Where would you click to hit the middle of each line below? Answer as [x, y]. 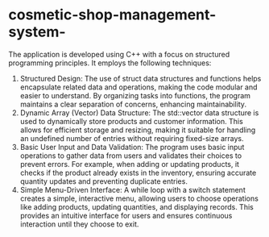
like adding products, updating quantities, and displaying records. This [137, 206]
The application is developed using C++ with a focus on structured [119, 54]
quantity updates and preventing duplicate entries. [103, 181]
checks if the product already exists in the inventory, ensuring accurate [138, 173]
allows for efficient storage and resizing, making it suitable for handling [138, 130]
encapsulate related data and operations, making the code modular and [139, 87]
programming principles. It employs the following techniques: [110, 63]
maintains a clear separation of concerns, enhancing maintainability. [133, 104]
